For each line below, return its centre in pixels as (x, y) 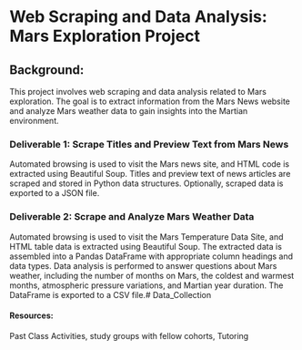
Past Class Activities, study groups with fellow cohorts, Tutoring (129, 335)
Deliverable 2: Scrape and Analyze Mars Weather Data (132, 217)
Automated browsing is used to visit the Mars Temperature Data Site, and (146, 237)
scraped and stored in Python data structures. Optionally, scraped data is (146, 183)
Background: (47, 70)
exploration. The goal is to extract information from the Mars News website (150, 101)
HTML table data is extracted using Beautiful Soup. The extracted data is (146, 246)
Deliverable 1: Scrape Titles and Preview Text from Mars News (149, 144)
